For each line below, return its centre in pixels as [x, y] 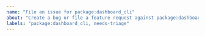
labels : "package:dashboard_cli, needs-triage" [68, 23]
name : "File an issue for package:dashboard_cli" [71, 12]
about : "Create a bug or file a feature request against [80, 18]
